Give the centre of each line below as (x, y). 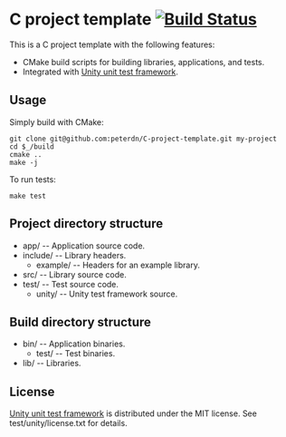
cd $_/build (32, 146)
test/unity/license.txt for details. (69, 423)
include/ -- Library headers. (74, 255)
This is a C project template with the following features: (112, 44)
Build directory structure (81, 322)
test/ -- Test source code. (71, 284)
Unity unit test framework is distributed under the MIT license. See (133, 413)
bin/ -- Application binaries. (74, 344)
